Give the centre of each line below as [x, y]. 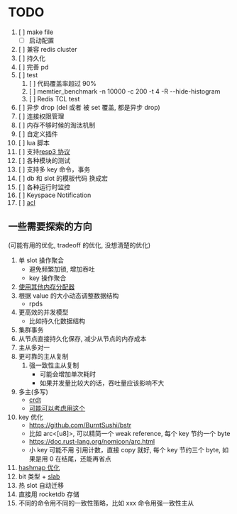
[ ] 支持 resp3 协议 [44, 152]
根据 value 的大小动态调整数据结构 [68, 296]
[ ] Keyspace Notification [55, 195]
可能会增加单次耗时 [68, 374]
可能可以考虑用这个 [57, 408]
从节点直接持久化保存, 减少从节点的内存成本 [82, 338]
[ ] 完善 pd [33, 67]
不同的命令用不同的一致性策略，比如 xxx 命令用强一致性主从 [106, 503]
